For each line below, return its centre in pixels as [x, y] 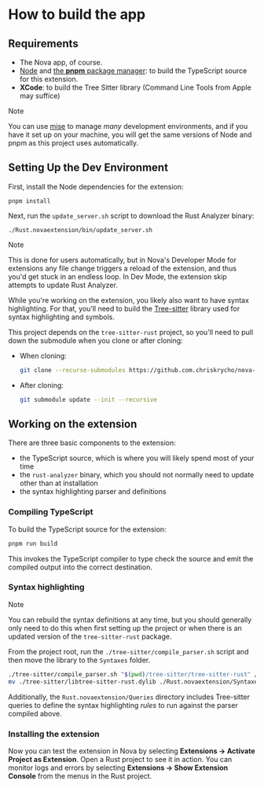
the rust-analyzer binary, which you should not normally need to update [137, 475]
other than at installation [59, 483]
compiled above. [35, 713]
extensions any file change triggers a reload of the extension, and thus [123, 268]
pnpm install [29, 201]
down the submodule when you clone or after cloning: [95, 341]
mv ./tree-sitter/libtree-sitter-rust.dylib [82, 682]
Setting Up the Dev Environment [88, 168]
